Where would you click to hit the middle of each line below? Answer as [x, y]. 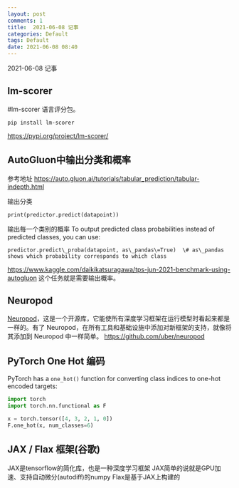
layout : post [27, 14]
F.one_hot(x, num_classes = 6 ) [51, 425]
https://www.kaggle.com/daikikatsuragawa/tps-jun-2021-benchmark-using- [119, 269]
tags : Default [28, 41]
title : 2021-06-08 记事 [43, 27]
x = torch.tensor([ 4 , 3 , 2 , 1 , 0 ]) [60, 419]
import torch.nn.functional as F [57, 406]
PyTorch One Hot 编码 [56, 361]
